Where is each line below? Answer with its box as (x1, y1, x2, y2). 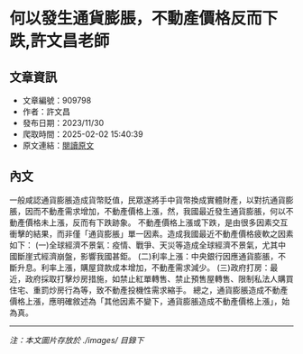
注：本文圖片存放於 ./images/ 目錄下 (9, 334, 144, 345)
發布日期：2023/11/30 (22, 118, 105, 128)
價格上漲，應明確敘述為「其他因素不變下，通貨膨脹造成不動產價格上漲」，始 (9, 295, 290, 306)
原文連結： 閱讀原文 (22, 141, 95, 150)
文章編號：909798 (22, 95, 92, 105)
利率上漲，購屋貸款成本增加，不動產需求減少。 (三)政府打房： (40, 262, 271, 273)
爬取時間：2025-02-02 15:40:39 (22, 129, 143, 140)
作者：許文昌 (22, 106, 70, 117)
